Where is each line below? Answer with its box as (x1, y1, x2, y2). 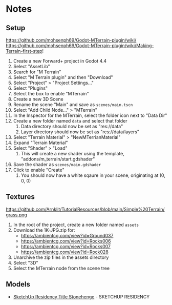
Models (6, 280, 30, 289)
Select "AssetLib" (13, 64, 50, 69)
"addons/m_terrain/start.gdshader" (20, 156, 95, 162)
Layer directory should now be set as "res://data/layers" (20, 129, 140, 135)
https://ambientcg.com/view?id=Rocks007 (20, 243, 111, 249)
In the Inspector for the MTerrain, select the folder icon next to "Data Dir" (13, 112, 167, 118)
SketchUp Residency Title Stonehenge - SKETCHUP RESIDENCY (13, 293, 150, 300)
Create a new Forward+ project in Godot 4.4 (13, 58, 107, 64)
